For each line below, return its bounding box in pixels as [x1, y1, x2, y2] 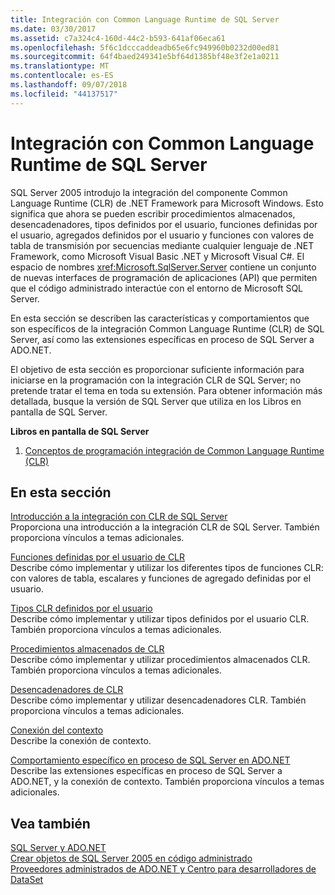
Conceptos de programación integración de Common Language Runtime [24, 444, 325, 456]
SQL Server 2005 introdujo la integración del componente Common [10, 186, 288, 198]
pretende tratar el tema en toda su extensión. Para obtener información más [10, 384, 323, 396]
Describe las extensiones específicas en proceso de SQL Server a [10, 765, 283, 777]
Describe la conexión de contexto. [10, 735, 152, 747]
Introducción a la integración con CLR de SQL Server [10, 511, 228, 523]
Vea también [10, 815, 91, 832]
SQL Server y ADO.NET [10, 842, 107, 854]
